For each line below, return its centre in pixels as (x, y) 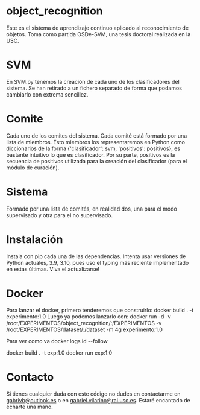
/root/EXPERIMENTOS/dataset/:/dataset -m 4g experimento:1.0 (84, 329)
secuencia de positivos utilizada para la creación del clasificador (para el (97, 161)
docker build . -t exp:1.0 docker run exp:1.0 (59, 353)
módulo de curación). (33, 168)
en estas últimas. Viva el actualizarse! (53, 269)
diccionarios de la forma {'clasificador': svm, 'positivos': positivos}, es (93, 148)
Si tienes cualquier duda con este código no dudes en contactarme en (93, 394)
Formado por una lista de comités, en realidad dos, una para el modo (92, 209)
